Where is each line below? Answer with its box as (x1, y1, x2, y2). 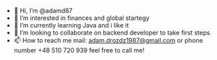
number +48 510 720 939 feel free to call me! (13, 46, 145, 54)
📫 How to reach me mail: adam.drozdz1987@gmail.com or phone (13, 37, 204, 44)
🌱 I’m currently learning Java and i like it (13, 21, 129, 29)
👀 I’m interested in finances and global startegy (13, 14, 150, 22)
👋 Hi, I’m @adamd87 (13, 7, 73, 14)
